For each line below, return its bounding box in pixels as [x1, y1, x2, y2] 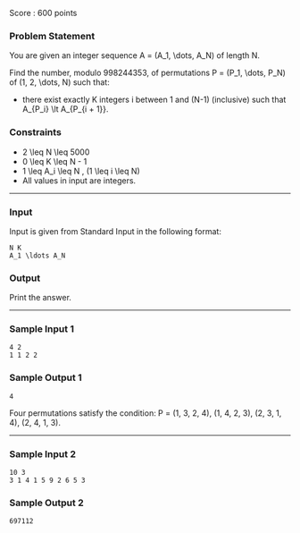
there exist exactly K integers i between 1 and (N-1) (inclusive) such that [21, 94, 287, 106]
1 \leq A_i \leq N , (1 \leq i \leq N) [21, 165, 140, 176]
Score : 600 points [9, 8, 78, 18]
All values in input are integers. [21, 174, 137, 186]
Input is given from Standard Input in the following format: [9, 225, 221, 236]
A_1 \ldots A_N [9, 250, 66, 260]
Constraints [9, 126, 62, 139]
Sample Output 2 [9, 496, 84, 509]
